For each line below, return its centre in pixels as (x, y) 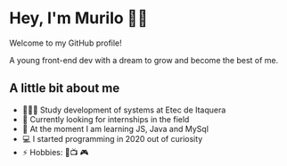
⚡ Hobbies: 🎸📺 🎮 (55, 152)
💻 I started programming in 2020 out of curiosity (112, 138)
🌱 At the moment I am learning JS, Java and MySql (115, 129)
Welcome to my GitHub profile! (66, 43)
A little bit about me (65, 88)
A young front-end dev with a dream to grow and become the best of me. (144, 60)
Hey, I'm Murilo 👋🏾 (79, 18)
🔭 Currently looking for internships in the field (106, 119)
